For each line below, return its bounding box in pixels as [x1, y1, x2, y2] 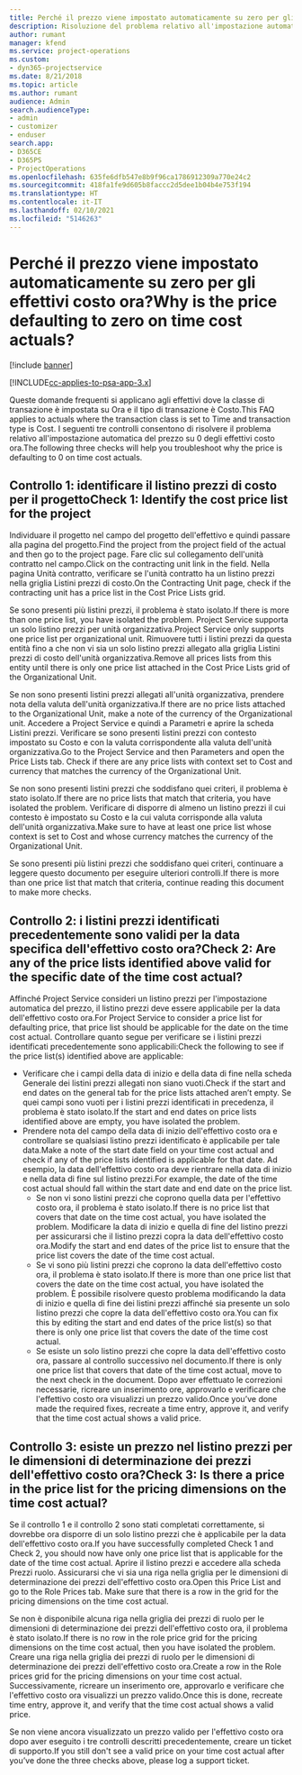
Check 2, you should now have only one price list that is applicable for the [9, 1548, 283, 1559]
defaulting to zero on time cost [9, 310, 243, 331]
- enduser [9, 131, 47, 140]
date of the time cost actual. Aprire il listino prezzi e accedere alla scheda [9, 1558, 281, 1568]
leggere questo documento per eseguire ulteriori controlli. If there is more [9, 868, 280, 878]
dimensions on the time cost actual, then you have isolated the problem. [9, 1642, 276, 1652]
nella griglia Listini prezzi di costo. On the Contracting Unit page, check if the [9, 578, 291, 588]
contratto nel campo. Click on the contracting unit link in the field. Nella [9, 559, 271, 569]
